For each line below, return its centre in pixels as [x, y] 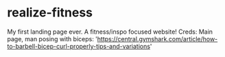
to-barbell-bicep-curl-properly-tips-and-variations [79, 46]
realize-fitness [50, 13]
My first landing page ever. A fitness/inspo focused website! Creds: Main [110, 32]
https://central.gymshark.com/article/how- [157, 38]
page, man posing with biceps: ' [52, 38]
